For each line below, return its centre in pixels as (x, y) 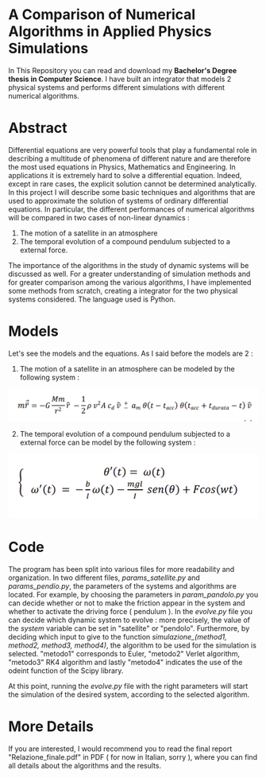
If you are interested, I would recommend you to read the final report (120, 749)
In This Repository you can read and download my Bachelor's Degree (123, 70)
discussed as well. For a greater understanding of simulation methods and (129, 274)
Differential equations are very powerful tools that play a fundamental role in (133, 150)
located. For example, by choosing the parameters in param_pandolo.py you (133, 594)
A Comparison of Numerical (102, 15)
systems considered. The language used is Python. (92, 299)
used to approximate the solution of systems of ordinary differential (118, 200)
